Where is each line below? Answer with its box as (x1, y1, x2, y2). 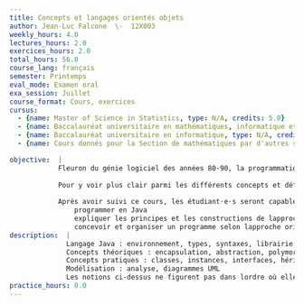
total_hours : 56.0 (9, 55, 79, 64)
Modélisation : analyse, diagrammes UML (66, 264, 221, 273)
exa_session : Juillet (9, 88, 91, 97)
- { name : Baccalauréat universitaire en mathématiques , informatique (17, 123, 285, 132)
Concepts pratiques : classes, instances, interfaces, (66, 256, 278, 265)
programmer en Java (73, 206, 147, 215)
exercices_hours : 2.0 (9, 47, 91, 56)
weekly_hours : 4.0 (9, 30, 79, 39)
